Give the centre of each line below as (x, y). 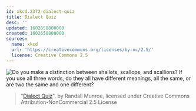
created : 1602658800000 (35, 33)
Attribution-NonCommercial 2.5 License (69, 102)
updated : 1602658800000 (35, 28)
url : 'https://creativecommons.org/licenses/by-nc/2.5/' (83, 50)
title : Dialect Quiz (31, 17)
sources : (17, 39)
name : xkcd (25, 45)
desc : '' (17, 22)
